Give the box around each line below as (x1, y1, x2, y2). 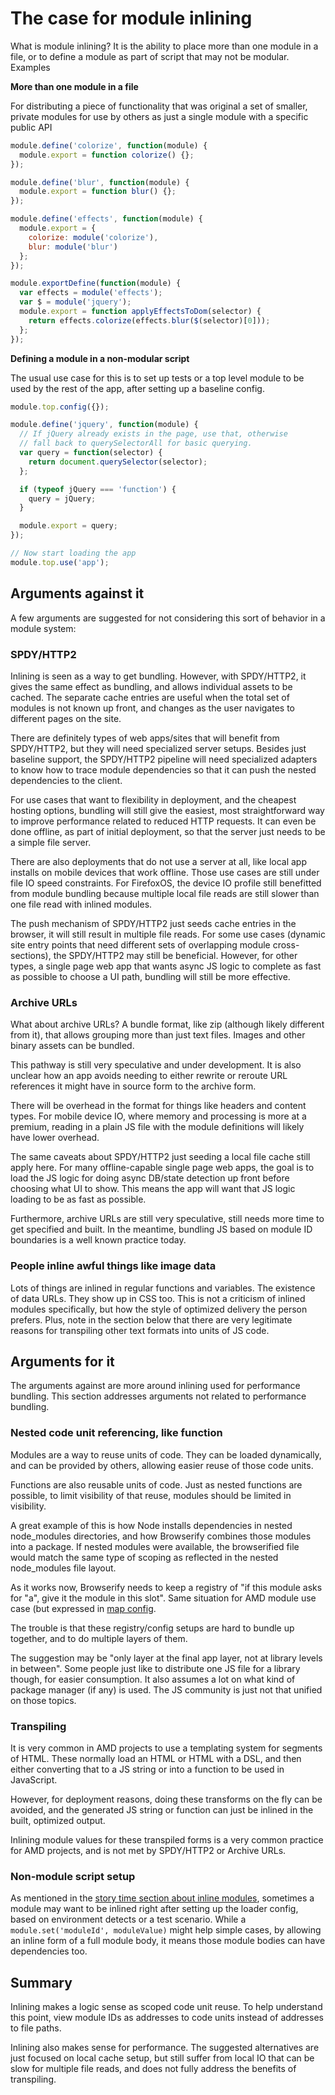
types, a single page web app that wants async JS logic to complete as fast (10, 960, 322, 972)
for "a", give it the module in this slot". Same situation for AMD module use (10, 1592, 317, 1604)
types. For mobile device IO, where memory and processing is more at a (10, 1110, 307, 1122)
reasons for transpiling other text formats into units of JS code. (10, 1324, 270, 1336)
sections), (10, 949, 52, 961)
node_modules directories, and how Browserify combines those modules (10, 1530, 312, 1542)
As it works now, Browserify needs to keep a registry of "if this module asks (10, 1581, 323, 1593)
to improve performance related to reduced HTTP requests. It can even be (10, 815, 317, 827)
